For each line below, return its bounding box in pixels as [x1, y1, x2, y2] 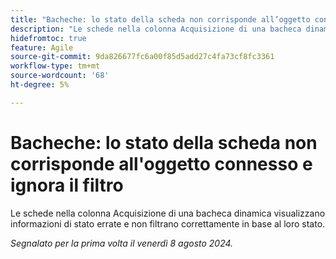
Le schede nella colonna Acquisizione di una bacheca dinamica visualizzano [10, 207, 326, 219]
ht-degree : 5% [10, 80, 70, 90]
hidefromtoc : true [10, 33, 87, 43]
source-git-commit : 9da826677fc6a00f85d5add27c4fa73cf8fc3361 [10, 52, 275, 62]
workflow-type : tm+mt [10, 61, 101, 71]
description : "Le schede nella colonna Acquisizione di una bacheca [10, 24, 302, 34]
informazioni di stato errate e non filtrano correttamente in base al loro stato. [10, 217, 326, 230]
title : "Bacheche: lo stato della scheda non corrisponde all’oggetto [10, 14, 311, 25]
